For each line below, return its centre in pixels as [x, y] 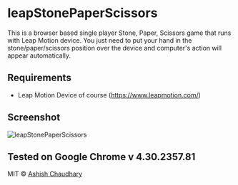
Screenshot [34, 118]
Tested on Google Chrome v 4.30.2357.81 [101, 157]
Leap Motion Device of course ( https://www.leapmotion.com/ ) [109, 95]
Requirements [39, 78]
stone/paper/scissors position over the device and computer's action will [115, 48]
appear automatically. [39, 55]
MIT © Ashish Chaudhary [45, 174]
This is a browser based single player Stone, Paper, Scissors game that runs [119, 33]
